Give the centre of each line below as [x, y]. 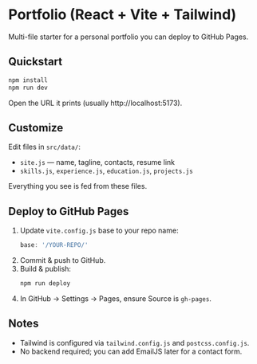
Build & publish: [45, 269]
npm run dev [28, 88]
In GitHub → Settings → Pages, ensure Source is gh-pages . [115, 298]
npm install [28, 80]
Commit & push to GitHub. [63, 260]
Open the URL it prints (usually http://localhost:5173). [95, 103]
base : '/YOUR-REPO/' [54, 245]
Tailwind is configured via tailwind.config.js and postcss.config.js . [134, 342]
